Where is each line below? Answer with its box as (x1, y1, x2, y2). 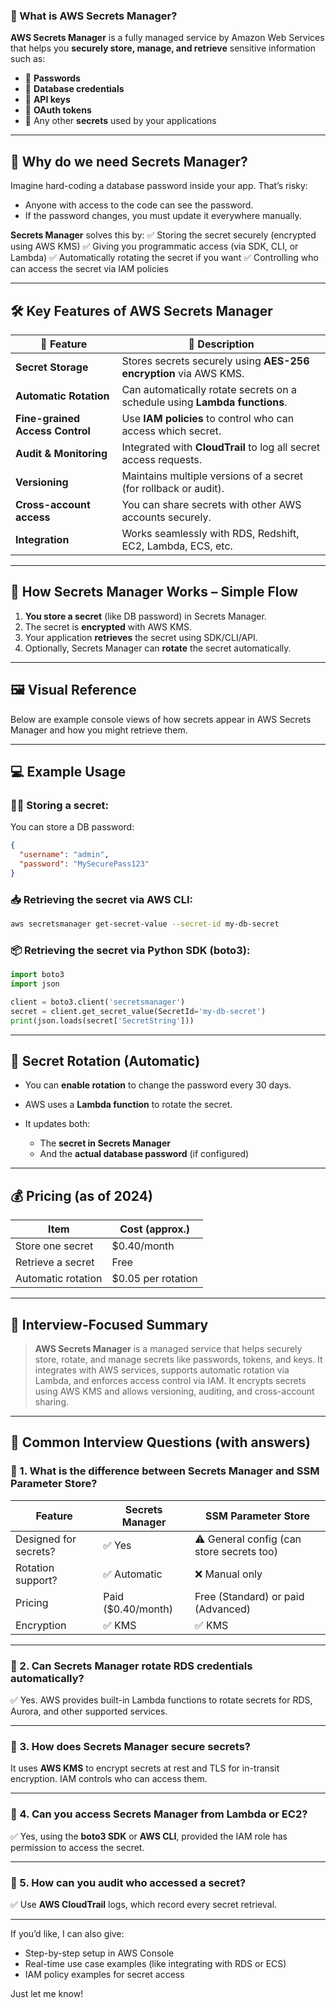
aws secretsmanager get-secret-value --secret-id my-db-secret (10, 919, 280, 929)
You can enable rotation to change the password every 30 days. (24, 1079, 292, 1091)
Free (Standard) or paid (194, 1589, 305, 1603)
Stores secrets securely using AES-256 (121, 354, 310, 368)
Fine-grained (15, 411, 81, 425)
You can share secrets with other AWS (121, 497, 302, 511)
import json (10, 979, 60, 989)
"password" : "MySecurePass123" (19, 859, 150, 869)
